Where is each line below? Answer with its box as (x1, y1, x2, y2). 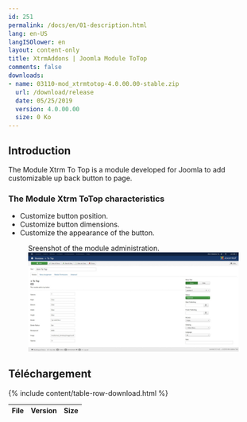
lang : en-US (8, 29, 48, 37)
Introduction (8, 144, 71, 157)
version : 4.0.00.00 (15, 105, 80, 113)
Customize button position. (19, 211, 109, 221)
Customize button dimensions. (19, 219, 120, 230)
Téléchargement (8, 367, 91, 381)
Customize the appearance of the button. (19, 228, 155, 238)
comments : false (8, 64, 62, 72)
